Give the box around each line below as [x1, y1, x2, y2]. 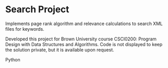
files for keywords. [5, 26, 44, 32]
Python [5, 56, 20, 62]
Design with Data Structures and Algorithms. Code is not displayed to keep [5, 41, 162, 47]
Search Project [5, 4, 69, 15]
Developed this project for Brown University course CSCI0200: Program [5, 36, 157, 42]
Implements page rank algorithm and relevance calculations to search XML [5, 20, 163, 27]
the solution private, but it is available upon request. [5, 47, 114, 53]
